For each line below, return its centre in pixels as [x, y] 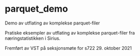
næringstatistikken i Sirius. [33, 38]
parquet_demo [37, 9]
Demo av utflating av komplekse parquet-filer [52, 23]
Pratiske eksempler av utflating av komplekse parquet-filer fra [70, 33]
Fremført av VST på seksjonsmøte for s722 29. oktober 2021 [68, 48]
